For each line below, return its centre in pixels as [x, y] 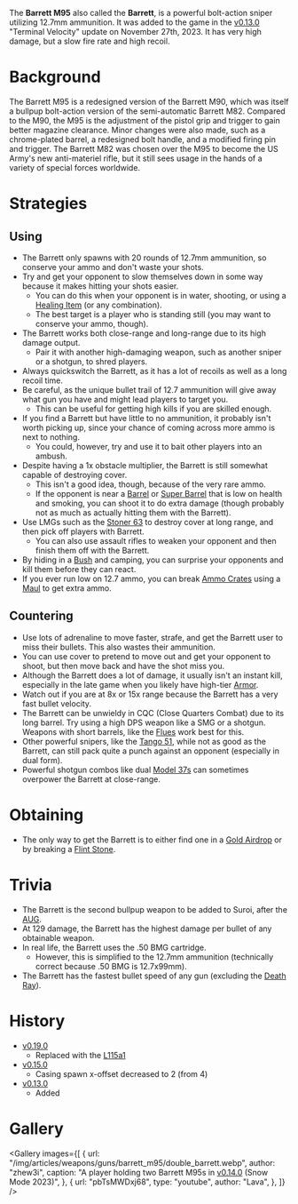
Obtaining [47, 814]
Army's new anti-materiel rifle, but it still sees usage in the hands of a [136, 158]
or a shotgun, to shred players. [91, 361]
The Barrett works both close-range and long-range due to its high [144, 333]
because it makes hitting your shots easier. [100, 286]
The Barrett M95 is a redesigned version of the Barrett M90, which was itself [149, 101]
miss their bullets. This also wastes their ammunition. [118, 647]
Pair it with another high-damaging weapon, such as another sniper [158, 352]
